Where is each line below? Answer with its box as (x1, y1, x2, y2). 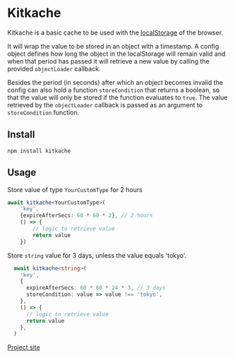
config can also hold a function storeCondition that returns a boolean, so (7, 85, 220, 94)
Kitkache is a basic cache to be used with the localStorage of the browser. (7, 28, 224, 37)
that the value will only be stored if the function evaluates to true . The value (7, 93, 228, 102)
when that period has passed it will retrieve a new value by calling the (7, 56, 210, 65)
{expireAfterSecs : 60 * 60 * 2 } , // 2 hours (20, 212, 153, 220)
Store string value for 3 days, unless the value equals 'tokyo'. (7, 251, 187, 259)
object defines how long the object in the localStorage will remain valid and (7, 49, 226, 58)
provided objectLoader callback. (7, 64, 101, 73)
